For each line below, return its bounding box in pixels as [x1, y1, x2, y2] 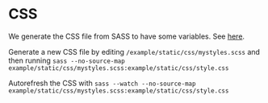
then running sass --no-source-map [8, 56, 125, 65]
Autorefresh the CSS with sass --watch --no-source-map [8, 78, 196, 88]
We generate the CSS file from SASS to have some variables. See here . [8, 31, 245, 41]
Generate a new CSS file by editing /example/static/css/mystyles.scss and [8, 47, 261, 56]
